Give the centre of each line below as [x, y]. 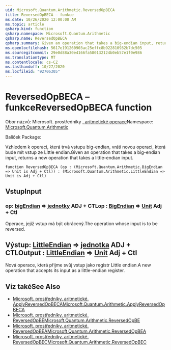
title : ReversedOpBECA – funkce [39, 15]
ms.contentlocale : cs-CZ [32, 62]
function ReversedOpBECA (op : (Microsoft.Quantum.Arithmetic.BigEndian [84, 167]
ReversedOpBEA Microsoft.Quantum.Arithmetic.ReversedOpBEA [79, 331]
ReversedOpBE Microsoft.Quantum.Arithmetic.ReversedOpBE [76, 320]
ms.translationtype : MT [31, 57]
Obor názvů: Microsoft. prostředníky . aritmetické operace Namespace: [79, 122]
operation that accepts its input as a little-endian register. [65, 271]
